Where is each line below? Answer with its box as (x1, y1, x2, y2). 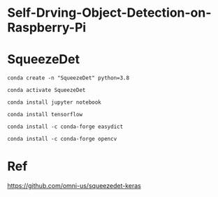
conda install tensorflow (7, 111, 82, 118)
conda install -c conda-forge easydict (7, 123, 124, 130)
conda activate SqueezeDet (7, 87, 86, 94)
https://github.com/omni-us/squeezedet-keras (7, 182, 141, 190)
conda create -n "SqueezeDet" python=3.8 (7, 74, 130, 81)
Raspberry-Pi (7, 19, 87, 36)
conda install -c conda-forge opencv (7, 136, 117, 143)
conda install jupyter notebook (7, 99, 101, 106)
